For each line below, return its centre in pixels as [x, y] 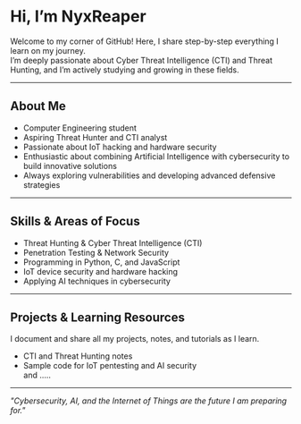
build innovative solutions [70, 165]
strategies [42, 184]
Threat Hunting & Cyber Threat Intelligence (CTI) [113, 242]
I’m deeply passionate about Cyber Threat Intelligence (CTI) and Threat [142, 60]
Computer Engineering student [80, 128]
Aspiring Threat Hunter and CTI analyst [95, 137]
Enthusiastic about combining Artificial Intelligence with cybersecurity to [156, 156]
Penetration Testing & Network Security [96, 252]
